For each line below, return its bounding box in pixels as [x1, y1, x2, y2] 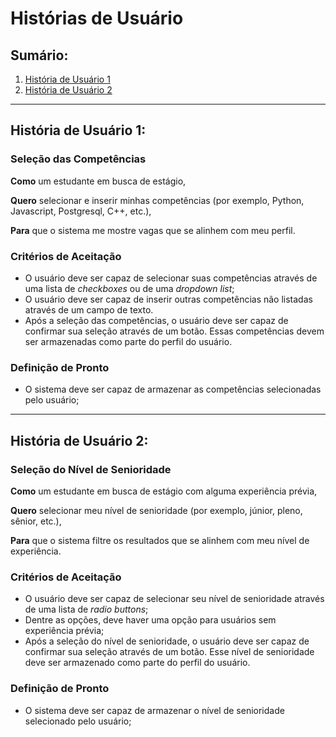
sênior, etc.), [10, 515, 62, 527]
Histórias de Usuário [10, 7, 184, 30]
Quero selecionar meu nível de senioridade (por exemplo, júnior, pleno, [10, 504, 303, 516]
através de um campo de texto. [24, 303, 154, 316]
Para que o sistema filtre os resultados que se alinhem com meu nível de [10, 534, 310, 546]
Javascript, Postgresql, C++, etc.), [10, 205, 152, 217]
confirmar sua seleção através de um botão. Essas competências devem [24, 325, 325, 337]
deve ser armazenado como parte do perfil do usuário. [24, 657, 251, 669]
